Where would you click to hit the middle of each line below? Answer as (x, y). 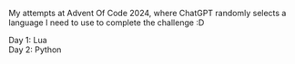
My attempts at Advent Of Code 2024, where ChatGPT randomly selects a (147, 13)
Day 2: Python (35, 50)
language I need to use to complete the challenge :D (107, 23)
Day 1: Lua (28, 40)
